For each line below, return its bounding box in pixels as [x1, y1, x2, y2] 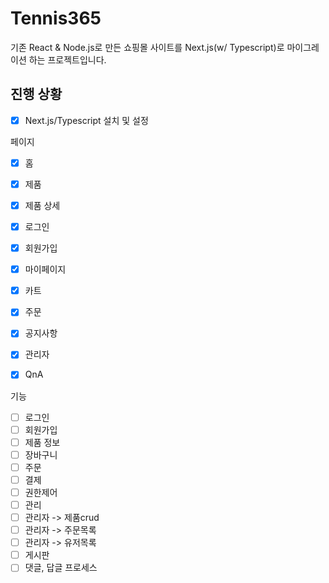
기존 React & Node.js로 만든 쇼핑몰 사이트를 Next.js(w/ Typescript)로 [10, 41, 285, 53]
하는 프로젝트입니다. [28, 53, 107, 66]
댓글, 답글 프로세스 [24, 562, 98, 574]
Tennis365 [10, 7, 102, 30]
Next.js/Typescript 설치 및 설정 [24, 114, 149, 126]
